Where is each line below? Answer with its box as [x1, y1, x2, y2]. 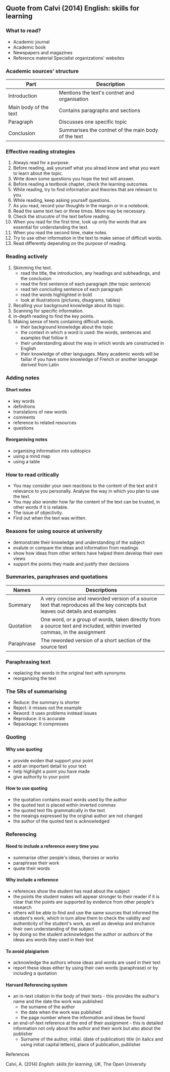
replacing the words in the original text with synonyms [13, 670, 126, 676]
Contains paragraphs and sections [59, 106, 141, 114]
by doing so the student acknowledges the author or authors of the [13, 931, 153, 937]
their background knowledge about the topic [20, 324, 113, 330]
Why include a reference [6, 877, 59, 883]
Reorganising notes [6, 436, 47, 442]
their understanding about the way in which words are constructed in [20, 340, 164, 346]
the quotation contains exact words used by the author [13, 796, 127, 802]
